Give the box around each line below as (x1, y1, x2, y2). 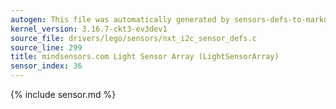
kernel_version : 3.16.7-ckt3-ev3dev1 (10, 24, 168, 34)
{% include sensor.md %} (10, 89, 117, 100)
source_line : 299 (10, 42, 83, 53)
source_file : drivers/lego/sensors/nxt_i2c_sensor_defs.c (10, 33, 257, 43)
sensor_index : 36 (10, 61, 83, 71)
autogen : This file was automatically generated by (10, 14, 230, 25)
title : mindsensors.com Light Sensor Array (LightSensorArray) (10, 52, 280, 62)
